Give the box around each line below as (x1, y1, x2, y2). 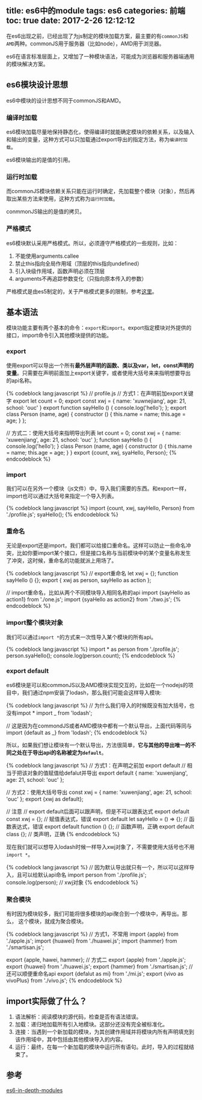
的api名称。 (6, 377, 35, 384)
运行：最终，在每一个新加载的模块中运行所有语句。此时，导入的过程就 (14, 1043, 189, 1050)
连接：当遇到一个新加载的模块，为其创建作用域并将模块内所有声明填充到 (14, 1028, 194, 1035)
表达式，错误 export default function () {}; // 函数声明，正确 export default (11, 823, 194, 830)
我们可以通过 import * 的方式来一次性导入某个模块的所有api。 (6, 633, 157, 641)
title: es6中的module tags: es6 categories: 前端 (6, 5, 186, 16)
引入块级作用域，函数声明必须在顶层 (14, 267, 105, 275)
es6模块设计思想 (6, 80, 68, 90)
